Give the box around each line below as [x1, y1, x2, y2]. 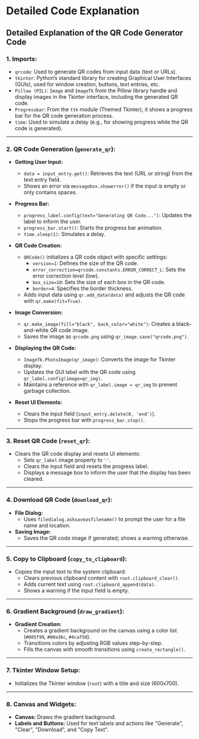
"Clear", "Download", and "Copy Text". [14, 726, 109, 733]
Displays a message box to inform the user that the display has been [23, 469, 191, 476]
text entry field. [23, 176, 61, 183]
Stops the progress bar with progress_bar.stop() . [23, 417, 145, 424]
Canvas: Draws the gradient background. [14, 713, 117, 720]
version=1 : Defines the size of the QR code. [32, 260, 139, 267]
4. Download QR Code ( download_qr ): [6, 496, 113, 504]
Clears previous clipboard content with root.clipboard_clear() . [23, 575, 179, 582]
